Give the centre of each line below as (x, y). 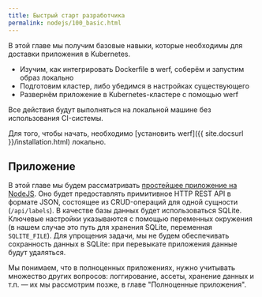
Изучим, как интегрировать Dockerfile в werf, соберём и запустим (132, 69)
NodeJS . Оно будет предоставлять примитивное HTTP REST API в (120, 194)
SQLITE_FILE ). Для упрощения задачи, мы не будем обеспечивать (119, 236)
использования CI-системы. (56, 118)
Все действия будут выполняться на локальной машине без (110, 109)
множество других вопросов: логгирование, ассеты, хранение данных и (131, 276)
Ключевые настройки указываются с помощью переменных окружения (130, 219)
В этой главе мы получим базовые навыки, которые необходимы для (125, 45)
